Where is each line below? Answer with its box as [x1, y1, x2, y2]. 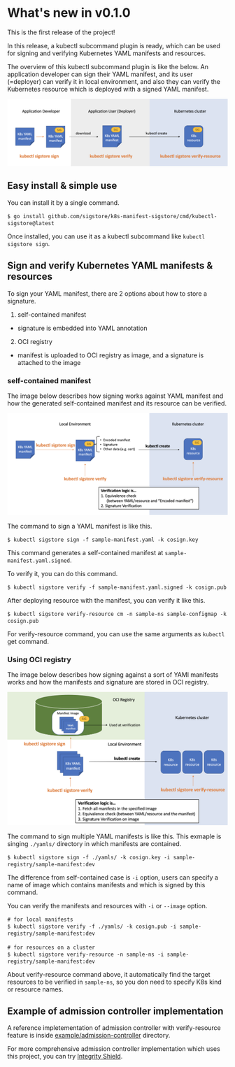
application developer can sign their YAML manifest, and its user [7, 70, 193, 78]
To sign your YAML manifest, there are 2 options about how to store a [7, 289, 208, 298]
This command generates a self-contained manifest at [7, 548, 164, 557]
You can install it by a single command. [7, 198, 120, 207]
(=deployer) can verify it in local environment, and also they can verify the [7, 77, 220, 85]
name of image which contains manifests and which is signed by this [7, 880, 206, 889]
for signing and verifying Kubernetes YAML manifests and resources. [7, 49, 206, 57]
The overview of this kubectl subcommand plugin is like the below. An [7, 62, 208, 71]
